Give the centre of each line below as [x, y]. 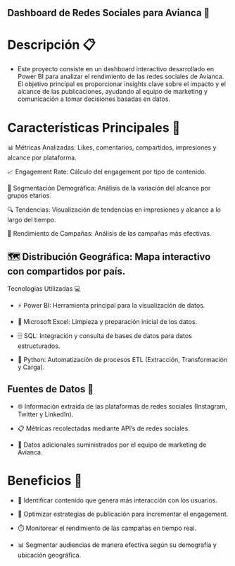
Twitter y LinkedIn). [45, 414]
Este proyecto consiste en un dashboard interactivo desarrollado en [116, 69]
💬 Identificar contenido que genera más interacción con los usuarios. [118, 500]
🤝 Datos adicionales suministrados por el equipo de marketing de [112, 445]
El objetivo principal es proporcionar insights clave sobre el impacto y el [122, 84]
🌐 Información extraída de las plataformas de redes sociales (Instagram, [122, 406]
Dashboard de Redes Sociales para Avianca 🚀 [109, 13]
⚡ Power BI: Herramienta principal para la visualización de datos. [111, 306]
